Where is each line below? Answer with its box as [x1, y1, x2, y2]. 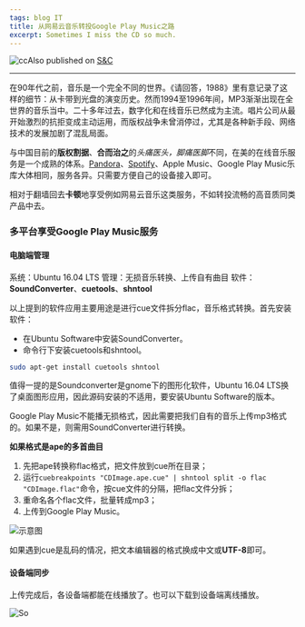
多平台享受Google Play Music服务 [9, 225, 159, 238]
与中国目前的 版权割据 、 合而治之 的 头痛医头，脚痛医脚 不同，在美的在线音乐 [9, 147, 288, 158]
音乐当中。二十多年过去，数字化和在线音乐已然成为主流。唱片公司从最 [33, 105, 296, 116]
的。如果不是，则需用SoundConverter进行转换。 [9, 422, 191, 433]
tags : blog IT [9, 13, 64, 23]
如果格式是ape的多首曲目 [9, 442, 104, 453]
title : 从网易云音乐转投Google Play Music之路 [9, 22, 175, 31]
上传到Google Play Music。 [22, 506, 125, 517]
